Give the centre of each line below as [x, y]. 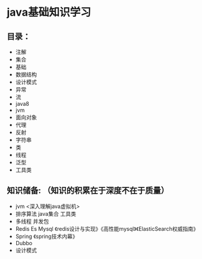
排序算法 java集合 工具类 [46, 213]
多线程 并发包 [32, 221]
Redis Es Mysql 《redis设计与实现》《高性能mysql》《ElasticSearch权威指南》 [107, 228]
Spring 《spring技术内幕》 [46, 236]
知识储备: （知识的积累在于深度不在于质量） [88, 191]
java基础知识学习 [49, 12]
